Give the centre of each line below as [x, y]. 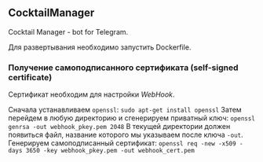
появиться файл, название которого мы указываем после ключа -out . [126, 135]
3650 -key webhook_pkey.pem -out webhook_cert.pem [110, 151]
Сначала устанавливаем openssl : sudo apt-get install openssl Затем [125, 110]
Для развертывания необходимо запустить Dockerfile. [100, 47]
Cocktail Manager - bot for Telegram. [68, 31]
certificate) [30, 77]
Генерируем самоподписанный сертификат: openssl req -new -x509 [122, 143]
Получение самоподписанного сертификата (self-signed [123, 68]
